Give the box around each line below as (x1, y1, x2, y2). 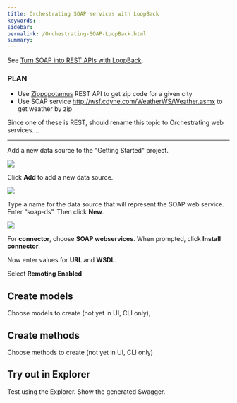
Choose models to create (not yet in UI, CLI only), (7, 309, 151, 317)
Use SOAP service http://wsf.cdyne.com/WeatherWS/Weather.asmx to (17, 97, 223, 106)
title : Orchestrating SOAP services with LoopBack (7, 10, 159, 18)
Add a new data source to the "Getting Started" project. (7, 146, 169, 155)
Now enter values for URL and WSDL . (7, 256, 117, 264)
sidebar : (7, 23, 33, 30)
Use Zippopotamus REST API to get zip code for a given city (17, 90, 193, 98)
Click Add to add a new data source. (7, 173, 114, 182)
